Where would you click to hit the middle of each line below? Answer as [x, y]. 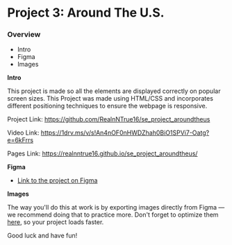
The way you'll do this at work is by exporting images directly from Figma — [116, 208]
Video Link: [23, 133]
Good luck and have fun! [42, 236]
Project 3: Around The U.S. [86, 13]
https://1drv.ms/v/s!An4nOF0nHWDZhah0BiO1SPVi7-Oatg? [125, 133]
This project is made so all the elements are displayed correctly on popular [114, 91]
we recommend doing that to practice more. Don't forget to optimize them [113, 215]
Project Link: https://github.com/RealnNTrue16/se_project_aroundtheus [109, 119]
